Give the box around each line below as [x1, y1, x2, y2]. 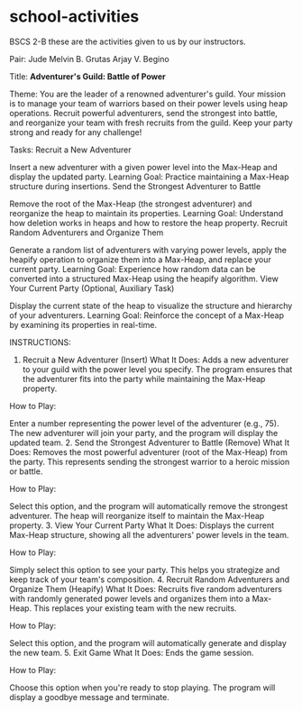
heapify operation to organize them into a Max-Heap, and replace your [9, 254, 272, 265]
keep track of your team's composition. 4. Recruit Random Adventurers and [9, 574, 290, 585]
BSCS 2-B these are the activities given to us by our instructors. [9, 36, 246, 47]
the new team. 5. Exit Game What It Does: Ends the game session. [9, 647, 254, 658]
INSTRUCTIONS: [9, 336, 71, 348]
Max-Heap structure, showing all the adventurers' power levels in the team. [9, 529, 289, 540]
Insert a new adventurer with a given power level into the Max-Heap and [9, 161, 278, 172]
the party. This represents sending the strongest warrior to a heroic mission [9, 456, 290, 467]
